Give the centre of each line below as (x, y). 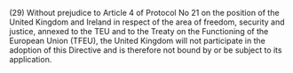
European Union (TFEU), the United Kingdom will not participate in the (138, 40)
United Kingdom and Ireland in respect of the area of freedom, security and (147, 22)
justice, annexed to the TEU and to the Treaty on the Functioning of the (139, 31)
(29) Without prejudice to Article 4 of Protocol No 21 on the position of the (144, 13)
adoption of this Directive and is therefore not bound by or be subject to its (146, 50)
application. (31, 59)
